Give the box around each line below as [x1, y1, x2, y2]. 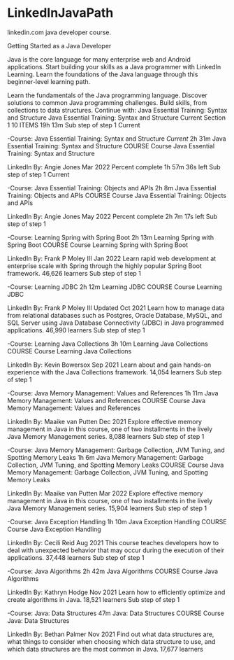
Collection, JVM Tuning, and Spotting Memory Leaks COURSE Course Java [7, 461, 224, 469]
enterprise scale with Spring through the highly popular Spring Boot [7, 261, 203, 270]
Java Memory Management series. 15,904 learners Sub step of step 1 [7, 504, 207, 512]
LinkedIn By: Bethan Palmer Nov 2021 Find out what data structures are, [7, 630, 214, 638]
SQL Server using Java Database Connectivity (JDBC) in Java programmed [7, 318, 224, 327]
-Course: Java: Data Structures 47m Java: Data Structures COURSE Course [7, 609, 225, 617]
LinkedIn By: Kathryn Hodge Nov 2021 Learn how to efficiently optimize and [7, 588, 226, 596]
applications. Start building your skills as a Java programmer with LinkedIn [7, 62, 221, 71]
